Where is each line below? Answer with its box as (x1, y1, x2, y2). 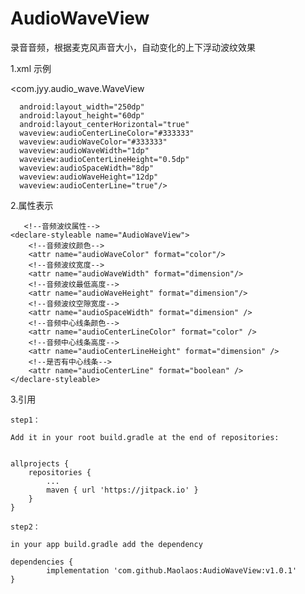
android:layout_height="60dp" (19, 110, 145, 121)
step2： (10, 522, 41, 532)
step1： (10, 415, 41, 425)
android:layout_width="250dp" (19, 102, 145, 112)
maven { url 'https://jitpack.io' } (46, 485, 199, 495)
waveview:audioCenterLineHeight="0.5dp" (19, 154, 190, 164)
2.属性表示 (10, 199, 54, 211)
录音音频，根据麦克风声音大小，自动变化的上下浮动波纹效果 (10, 41, 256, 53)
